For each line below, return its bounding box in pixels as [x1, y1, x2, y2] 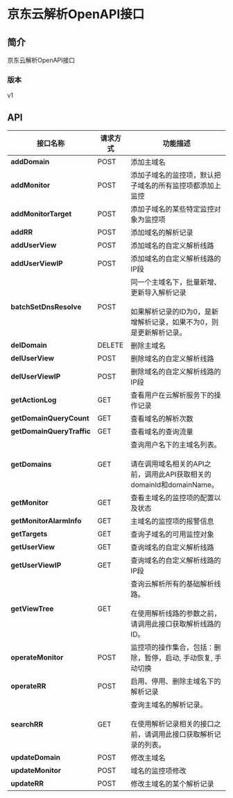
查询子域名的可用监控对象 [130, 529, 214, 539]
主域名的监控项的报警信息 [130, 516, 214, 526]
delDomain [10, 340, 47, 350]
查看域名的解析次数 [130, 414, 193, 424]
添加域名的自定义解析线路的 [130, 254, 221, 264]
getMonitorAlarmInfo [10, 516, 82, 526]
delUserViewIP [10, 372, 61, 381]
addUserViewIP [10, 259, 64, 269]
